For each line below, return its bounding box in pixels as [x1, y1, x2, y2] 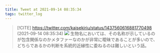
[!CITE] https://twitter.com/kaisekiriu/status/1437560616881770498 [17, 25, 152, 30]
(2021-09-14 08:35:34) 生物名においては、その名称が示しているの [17, 30, 156, 36]
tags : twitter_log [5, 12, 42, 16]
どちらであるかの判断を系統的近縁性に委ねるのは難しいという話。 [17, 42, 149, 48]
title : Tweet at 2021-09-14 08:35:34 [5, 7, 82, 12]
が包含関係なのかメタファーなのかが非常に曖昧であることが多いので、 [17, 37, 158, 42]
